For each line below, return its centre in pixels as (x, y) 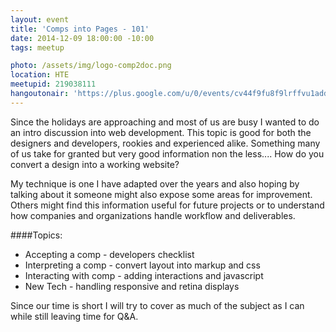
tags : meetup (37, 47)
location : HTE (40, 75)
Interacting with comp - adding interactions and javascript (144, 275)
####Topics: (36, 235)
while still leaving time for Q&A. (74, 316)
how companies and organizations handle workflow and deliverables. (153, 215)
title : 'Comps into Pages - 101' (80, 29)
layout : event (40, 19)
